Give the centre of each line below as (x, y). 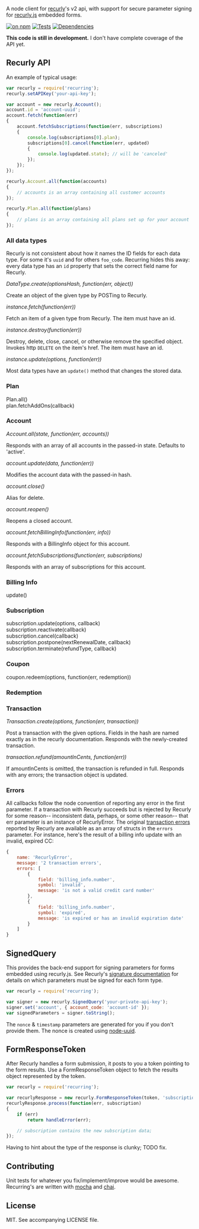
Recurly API (28, 63)
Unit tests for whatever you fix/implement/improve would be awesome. (93, 1181)
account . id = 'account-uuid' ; (44, 110)
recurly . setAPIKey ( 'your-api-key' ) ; (51, 94)
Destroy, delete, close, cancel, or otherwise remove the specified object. (95, 342)
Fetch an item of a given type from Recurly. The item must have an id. (91, 319)
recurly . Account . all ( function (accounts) (57, 181)
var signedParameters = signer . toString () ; (61, 1013)
